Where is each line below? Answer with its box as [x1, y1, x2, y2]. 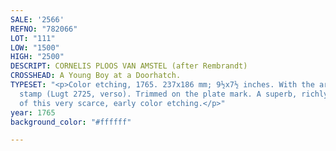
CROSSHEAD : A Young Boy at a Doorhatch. [10, 71, 182, 81]
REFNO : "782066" [10, 24, 78, 34]
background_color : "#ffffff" [10, 117, 132, 127]
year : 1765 [10, 107, 56, 118]
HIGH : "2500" [10, 52, 65, 62]
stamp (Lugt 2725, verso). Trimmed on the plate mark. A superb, [19, 89, 298, 99]
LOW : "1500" [10, 42, 60, 53]
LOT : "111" [10, 33, 56, 43]
